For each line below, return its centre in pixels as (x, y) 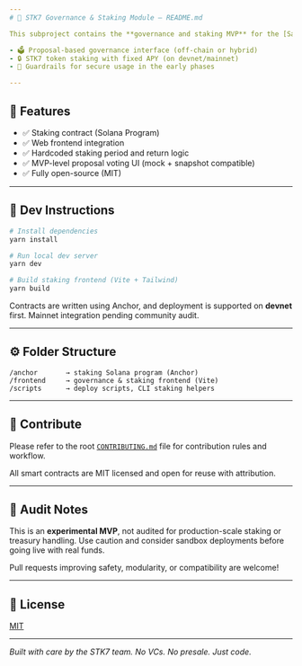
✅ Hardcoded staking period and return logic (106, 153)
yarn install (34, 239)
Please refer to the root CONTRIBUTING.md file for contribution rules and (138, 446)
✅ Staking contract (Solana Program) (91, 132)
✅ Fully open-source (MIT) (71, 173)
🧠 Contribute (46, 425)
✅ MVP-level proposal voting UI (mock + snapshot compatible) (138, 163)
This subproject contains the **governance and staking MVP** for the (144, 34)
